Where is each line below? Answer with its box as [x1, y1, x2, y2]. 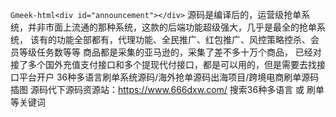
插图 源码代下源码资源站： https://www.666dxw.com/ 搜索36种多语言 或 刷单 [10, 84, 325, 95]
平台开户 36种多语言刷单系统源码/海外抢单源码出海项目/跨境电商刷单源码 [18, 71, 320, 83]
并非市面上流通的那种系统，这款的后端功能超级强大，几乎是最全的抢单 [27, 21, 317, 33]
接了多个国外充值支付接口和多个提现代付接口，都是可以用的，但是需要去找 [10, 59, 317, 70]
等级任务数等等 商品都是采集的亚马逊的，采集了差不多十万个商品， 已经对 [18, 46, 322, 58]
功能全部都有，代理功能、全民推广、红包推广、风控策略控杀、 [56, 34, 311, 45]
